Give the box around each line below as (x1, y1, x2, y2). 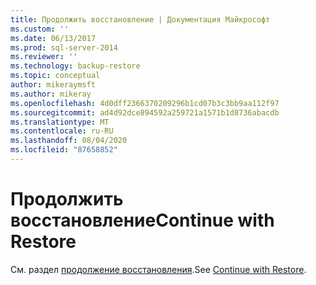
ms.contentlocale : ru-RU (10, 126, 114, 136)
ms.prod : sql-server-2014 (10, 42, 118, 53)
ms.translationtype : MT (10, 117, 110, 127)
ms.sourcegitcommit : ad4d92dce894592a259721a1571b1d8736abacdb (10, 107, 280, 118)
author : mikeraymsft (10, 80, 97, 90)
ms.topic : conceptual (10, 71, 101, 81)
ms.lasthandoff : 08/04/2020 (10, 136, 128, 146)
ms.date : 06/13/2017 (10, 33, 97, 43)
